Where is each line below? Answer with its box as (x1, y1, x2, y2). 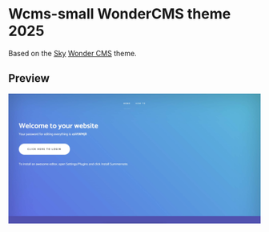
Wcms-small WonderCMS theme (8, 5, 231, 23)
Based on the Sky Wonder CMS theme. (8, 48, 138, 58)
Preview (8, 71, 50, 85)
